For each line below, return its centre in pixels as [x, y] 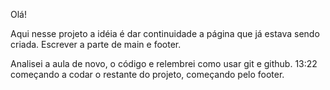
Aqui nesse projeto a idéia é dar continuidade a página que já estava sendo [165, 33]
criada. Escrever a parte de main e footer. [96, 44]
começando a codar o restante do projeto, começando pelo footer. [147, 74]
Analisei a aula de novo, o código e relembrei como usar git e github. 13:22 [164, 63]
